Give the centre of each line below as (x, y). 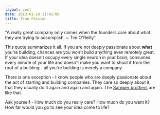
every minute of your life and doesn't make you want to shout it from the (77, 63)
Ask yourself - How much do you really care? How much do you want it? (77, 102)
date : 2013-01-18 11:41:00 (32, 14)
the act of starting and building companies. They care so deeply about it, (78, 82)
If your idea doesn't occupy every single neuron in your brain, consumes (78, 57)
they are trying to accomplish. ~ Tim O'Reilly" (51, 38)
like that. (14, 93)
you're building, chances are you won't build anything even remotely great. (80, 52)
